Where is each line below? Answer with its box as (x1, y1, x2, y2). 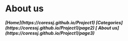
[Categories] (96, 19, 123, 25)
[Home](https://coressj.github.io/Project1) (5, 19, 95, 25)
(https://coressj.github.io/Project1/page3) (5, 30, 95, 36)
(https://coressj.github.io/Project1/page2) (5, 25, 95, 31)
